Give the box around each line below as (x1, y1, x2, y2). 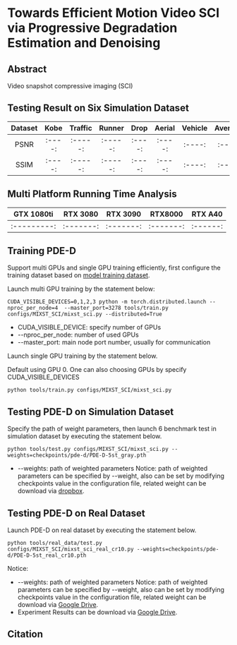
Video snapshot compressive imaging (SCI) (7, 82, 133, 90)
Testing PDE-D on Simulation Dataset (7, 406, 174, 418)
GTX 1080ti (13, 209, 54, 219)
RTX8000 (150, 209, 183, 219)
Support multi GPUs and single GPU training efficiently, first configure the (7, 263, 221, 272)
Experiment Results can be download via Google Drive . (17, 608, 178, 617)
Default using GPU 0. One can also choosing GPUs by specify (7, 366, 187, 374)
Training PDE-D (7, 245, 76, 257)
